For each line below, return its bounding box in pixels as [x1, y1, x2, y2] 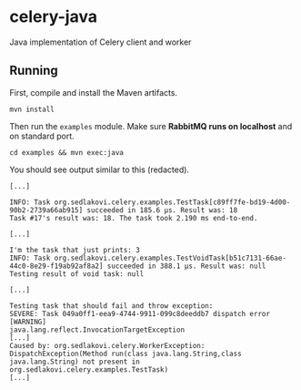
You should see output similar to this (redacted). [9, 164, 189, 175]
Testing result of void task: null [9, 269, 145, 279]
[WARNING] [9, 317, 47, 326]
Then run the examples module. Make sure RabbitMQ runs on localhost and [9, 120, 293, 131]
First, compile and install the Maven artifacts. [9, 87, 178, 97]
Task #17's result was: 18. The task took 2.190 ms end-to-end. [9, 213, 258, 222]
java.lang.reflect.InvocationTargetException [9, 325, 185, 334]
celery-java [9, 6, 98, 27]
